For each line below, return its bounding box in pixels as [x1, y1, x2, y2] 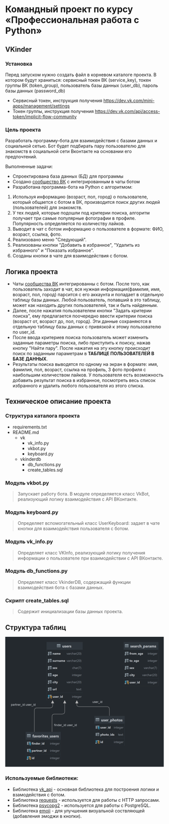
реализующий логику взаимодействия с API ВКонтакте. [17, 496, 138, 502]
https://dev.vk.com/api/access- [95, 108, 160, 114]
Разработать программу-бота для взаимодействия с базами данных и [5, 138, 157, 144]
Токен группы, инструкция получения [12, 108, 94, 114]
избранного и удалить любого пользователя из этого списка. [12, 382, 145, 389]
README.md [12, 429, 39, 435]
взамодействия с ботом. [12, 791, 66, 798]
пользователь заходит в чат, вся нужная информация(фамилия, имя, [12, 286, 161, 292]
